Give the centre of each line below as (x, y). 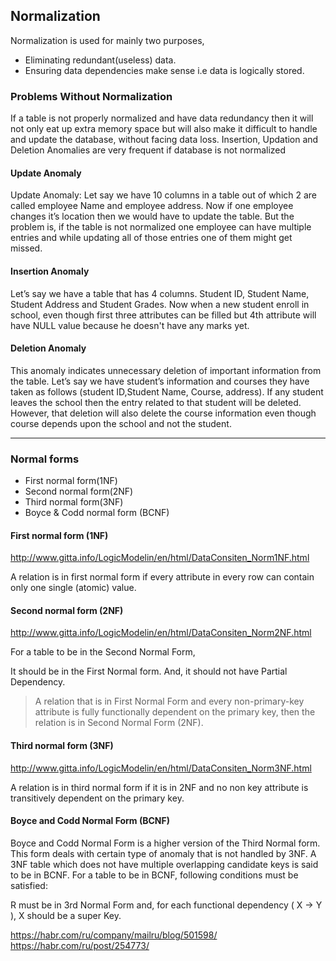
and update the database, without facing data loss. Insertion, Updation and (164, 140)
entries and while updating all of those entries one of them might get (151, 238)
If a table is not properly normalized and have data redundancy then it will (162, 118)
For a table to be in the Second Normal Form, (103, 652)
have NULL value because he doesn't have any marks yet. (130, 325)
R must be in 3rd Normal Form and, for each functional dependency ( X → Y (166, 905)
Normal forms (45, 459)
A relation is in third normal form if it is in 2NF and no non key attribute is (159, 787)
